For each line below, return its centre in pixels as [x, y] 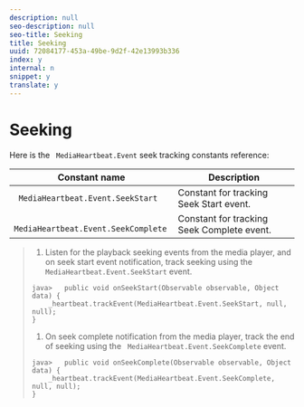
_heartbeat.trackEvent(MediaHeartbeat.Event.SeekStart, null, [168, 304]
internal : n [32, 69]
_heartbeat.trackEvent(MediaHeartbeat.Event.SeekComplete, [162, 378]
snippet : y [30, 77]
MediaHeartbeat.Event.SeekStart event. [119, 271]
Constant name [91, 177]
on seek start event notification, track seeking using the [149, 261]
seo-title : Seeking [46, 34]
